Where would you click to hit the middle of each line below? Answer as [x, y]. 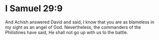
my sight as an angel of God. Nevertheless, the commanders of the [73, 27]
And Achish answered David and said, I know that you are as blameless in [80, 22]
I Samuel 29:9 [34, 9]
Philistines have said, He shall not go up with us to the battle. [67, 32]
